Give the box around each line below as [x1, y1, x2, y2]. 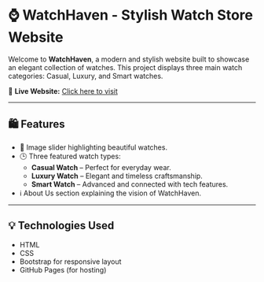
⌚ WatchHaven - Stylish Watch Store [8, 6, 254, 24]
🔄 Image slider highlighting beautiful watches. [19, 143, 167, 152]
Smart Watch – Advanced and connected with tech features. [31, 179, 229, 189]
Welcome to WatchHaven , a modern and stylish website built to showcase [8, 54, 250, 64]
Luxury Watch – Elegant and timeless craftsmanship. [31, 171, 203, 180]
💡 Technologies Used [8, 219, 115, 232]
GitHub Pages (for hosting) [19, 265, 107, 274]
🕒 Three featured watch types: [19, 151, 121, 161]
